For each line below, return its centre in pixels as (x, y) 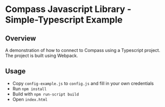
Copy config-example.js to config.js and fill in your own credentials (83, 83)
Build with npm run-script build (45, 94)
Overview (21, 38)
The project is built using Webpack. (42, 55)
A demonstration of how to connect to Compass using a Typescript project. (83, 50)
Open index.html (30, 99)
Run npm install (29, 88)
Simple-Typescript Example (64, 20)
